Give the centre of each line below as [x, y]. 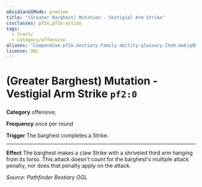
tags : [13, 29]
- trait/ [23, 34]
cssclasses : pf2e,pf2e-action [44, 23]
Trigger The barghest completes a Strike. [58, 135]
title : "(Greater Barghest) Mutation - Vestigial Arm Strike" [86, 17]
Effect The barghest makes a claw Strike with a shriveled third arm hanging [99, 153]
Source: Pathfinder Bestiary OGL [47, 177]
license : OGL [23, 51]
